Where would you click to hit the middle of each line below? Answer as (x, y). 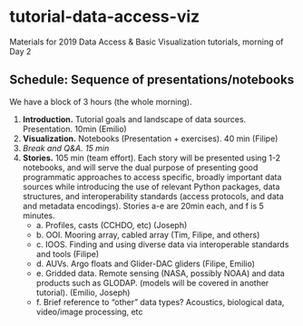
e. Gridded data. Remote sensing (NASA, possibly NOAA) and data (161, 273)
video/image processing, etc (89, 312)
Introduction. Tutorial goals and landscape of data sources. (134, 119)
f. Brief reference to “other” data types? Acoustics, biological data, (160, 302)
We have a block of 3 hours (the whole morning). (101, 101)
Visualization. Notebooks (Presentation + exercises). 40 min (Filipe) (150, 139)
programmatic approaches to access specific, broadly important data (152, 177)
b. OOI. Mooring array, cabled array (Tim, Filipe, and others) (148, 235)
